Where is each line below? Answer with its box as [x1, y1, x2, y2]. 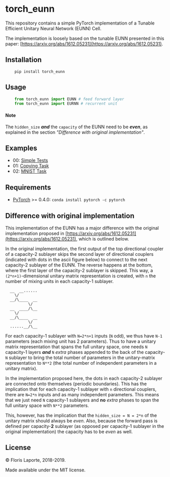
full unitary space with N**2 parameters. [5, 402, 89, 409]
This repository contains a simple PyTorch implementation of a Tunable [5, 20, 155, 26]
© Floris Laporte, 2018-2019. [5, 457, 66, 463]
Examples [5, 144, 37, 152]
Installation [5, 56, 42, 64]
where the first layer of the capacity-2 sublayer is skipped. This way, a [5, 267, 153, 273]
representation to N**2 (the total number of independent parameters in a [5, 360, 157, 366]
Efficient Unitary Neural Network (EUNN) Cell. [5, 25, 102, 31]
